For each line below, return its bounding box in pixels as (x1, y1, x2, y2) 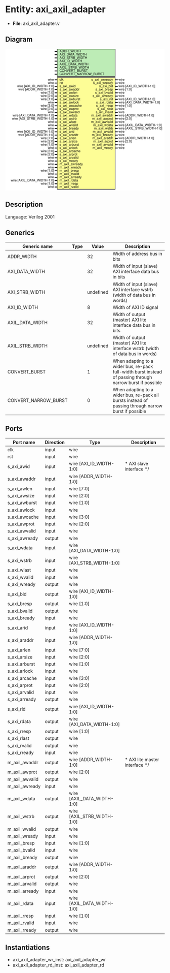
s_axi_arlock (7, 668, 33, 674)
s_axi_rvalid (7, 742, 32, 748)
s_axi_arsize (7, 654, 33, 660)
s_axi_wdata (7, 545, 33, 551)
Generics (5, 228, 35, 237)
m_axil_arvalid (7, 881, 37, 887)
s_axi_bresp (7, 601, 32, 607)
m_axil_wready (7, 833, 38, 839)
